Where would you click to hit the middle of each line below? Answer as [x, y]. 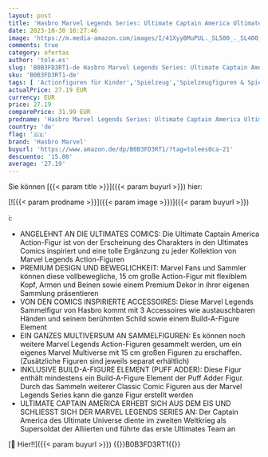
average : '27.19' [37, 164]
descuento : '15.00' [41, 156]
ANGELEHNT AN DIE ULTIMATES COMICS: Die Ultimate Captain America [140, 234]
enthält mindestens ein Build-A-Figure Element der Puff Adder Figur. [132, 378]
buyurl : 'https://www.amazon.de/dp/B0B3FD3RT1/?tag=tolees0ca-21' [121, 149]
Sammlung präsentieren [59, 294]
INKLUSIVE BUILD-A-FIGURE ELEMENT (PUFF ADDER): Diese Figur [130, 370]
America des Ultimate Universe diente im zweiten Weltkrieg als [123, 420]
